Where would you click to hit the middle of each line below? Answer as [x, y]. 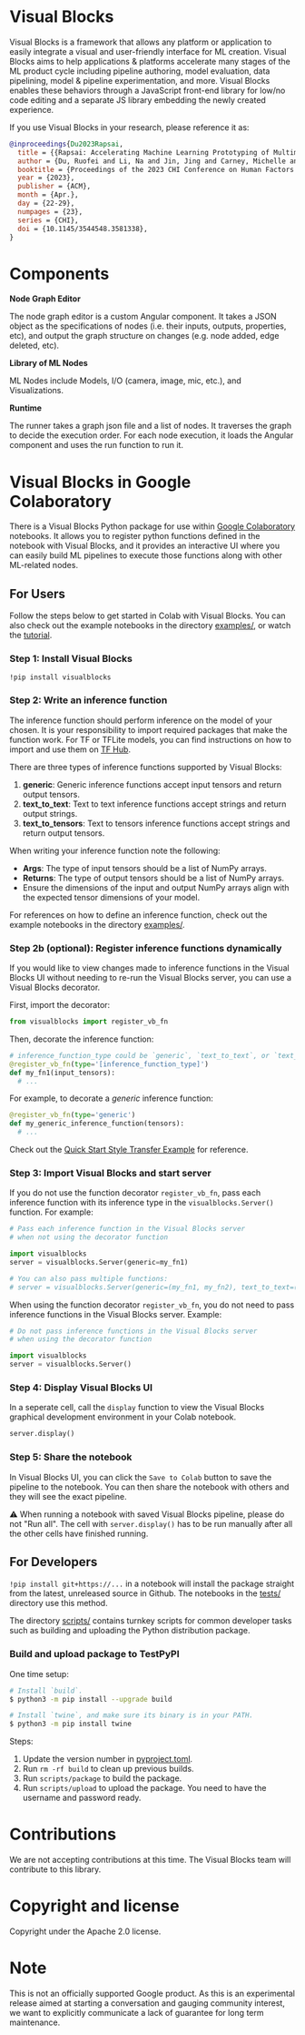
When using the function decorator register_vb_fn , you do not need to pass [152, 1305]
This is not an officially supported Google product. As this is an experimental [152, 1993]
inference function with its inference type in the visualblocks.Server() [142, 1203]
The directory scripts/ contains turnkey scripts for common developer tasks [151, 1621]
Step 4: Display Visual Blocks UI [81, 1388]
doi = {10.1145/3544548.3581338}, [83, 229]
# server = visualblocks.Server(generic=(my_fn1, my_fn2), [123, 1287]
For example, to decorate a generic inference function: [111, 1098]
